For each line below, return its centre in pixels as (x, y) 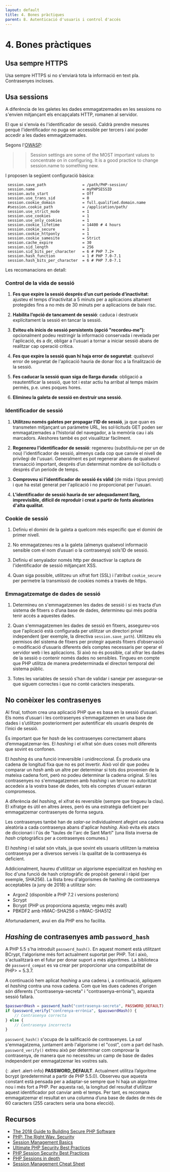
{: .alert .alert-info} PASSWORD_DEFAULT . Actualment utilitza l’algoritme (81, 1071)
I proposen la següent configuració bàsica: (50, 175)
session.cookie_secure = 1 (48, 229)
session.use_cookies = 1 (48, 216)
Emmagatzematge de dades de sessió (53, 594)
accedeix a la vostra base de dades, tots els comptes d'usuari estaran (78, 786)
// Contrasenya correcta (40, 1015)
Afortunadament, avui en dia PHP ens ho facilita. (56, 921)
